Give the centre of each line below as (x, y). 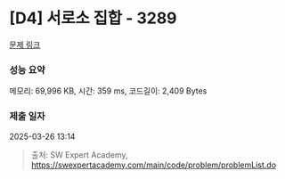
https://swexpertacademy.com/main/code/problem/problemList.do (154, 165)
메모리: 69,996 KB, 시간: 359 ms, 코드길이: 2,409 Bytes (108, 91)
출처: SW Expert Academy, (79, 155)
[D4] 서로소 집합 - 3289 (93, 18)
